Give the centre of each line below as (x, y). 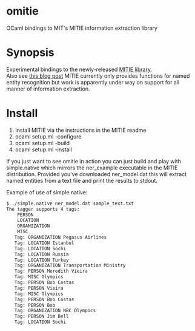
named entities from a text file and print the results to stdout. (82, 180)
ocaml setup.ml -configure (48, 136)
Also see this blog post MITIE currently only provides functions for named (98, 76)
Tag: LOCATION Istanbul (44, 243)
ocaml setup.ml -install (44, 149)
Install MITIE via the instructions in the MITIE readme (81, 130)
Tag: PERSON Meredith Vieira (51, 271)
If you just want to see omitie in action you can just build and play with (94, 161)
